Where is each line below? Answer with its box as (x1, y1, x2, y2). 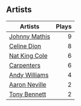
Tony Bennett (9, 90, 46, 98)
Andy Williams (9, 70, 49, 79)
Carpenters (9, 61, 41, 69)
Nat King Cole (9, 52, 48, 60)
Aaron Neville (9, 80, 47, 88)
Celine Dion (9, 41, 41, 50)
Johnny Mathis (9, 32, 50, 40)
